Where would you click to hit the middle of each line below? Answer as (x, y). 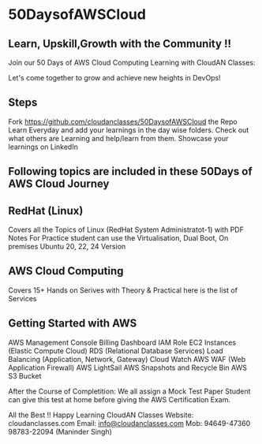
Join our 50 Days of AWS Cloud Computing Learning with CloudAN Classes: (132, 62)
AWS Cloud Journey (59, 184)
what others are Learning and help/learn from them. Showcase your (118, 138)
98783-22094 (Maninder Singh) (60, 431)
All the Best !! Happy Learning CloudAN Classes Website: (101, 415)
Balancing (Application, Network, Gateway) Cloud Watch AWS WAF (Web (127, 359)
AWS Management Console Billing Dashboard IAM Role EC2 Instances (122, 342)
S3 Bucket (25, 375)
